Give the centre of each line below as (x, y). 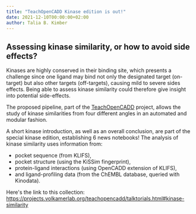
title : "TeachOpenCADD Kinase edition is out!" (66, 12)
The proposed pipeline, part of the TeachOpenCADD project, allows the (94, 107)
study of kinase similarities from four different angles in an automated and (97, 114)
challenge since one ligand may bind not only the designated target (88, 77)
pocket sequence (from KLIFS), (53, 156)
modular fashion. (27, 120)
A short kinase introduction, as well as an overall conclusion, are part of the (98, 131)
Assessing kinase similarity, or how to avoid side (98, 47)
